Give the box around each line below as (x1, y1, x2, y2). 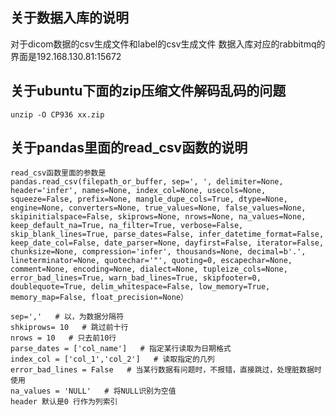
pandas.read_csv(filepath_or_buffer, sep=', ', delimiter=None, (10, 177, 284, 187)
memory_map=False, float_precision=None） (10, 293, 188, 303)
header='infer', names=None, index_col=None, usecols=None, (10, 186, 267, 196)
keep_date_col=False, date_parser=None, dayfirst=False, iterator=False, (10, 238, 325, 248)
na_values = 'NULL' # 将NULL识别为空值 (10, 386, 177, 397)
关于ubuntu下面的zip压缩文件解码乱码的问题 (10, 83, 287, 100)
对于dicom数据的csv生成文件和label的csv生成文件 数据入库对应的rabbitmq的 (10, 38, 326, 50)
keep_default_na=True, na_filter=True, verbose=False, (10, 221, 244, 231)
